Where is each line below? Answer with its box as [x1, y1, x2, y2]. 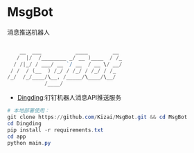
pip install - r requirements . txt [7, 126, 104, 134]
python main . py [7, 139, 51, 146]
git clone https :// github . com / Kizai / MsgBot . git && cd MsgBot [7, 114, 188, 121]
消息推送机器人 [7, 28, 50, 36]
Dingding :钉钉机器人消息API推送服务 [17, 93, 122, 102]
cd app [7, 133, 26, 140]
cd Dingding [7, 120, 42, 127]
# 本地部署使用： [7, 107, 50, 114]
